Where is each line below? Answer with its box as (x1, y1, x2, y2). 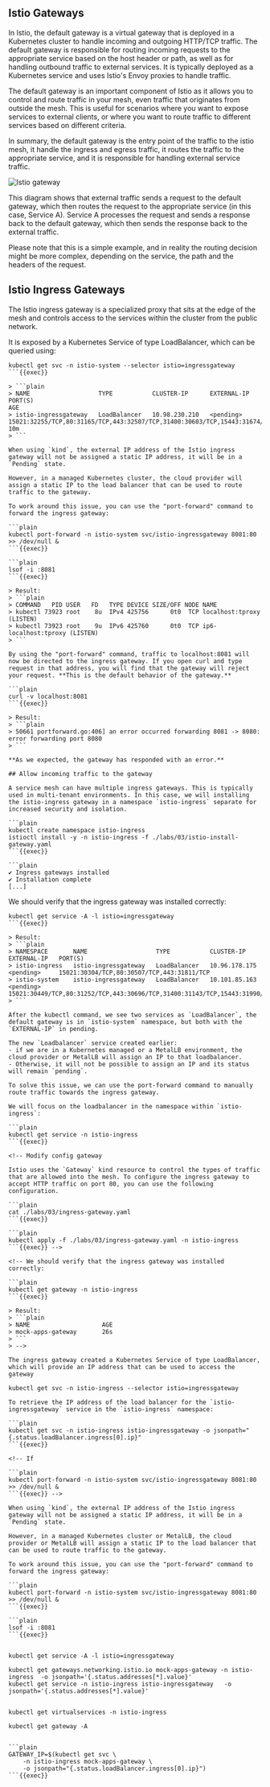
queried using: (8, 345, 56, 355)
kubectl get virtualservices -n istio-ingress (8, 1708, 167, 1716)
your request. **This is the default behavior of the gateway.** (8, 671, 231, 679)
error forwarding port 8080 (8, 734, 103, 743)
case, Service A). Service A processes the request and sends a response (8, 209, 251, 220)
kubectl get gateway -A (8, 1722, 88, 1730)
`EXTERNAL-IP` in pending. (8, 1025, 99, 1033)
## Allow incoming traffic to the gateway (8, 770, 153, 778)
